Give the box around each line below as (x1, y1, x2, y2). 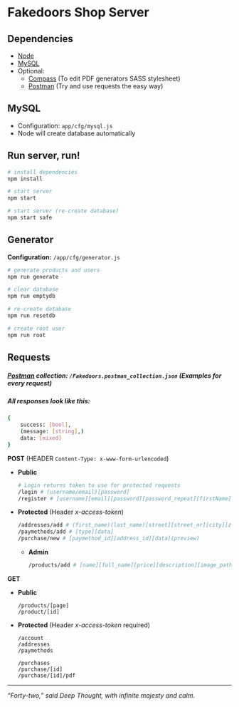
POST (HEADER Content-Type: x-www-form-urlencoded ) (7, 454, 169, 463)
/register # (17, 495, 53, 502)
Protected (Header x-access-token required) (17, 621, 151, 629)
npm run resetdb (7, 312, 55, 319)
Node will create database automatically (17, 129, 136, 138)
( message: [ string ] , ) (20, 428, 84, 435)
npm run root (7, 331, 46, 339)
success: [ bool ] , (20, 421, 72, 428)
